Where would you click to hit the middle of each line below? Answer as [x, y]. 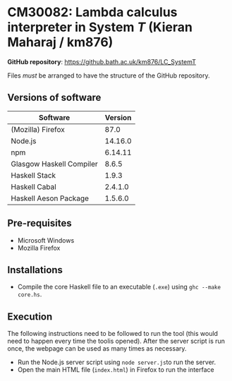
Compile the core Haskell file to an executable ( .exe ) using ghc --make [119, 287]
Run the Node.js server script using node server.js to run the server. [117, 362]
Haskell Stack [33, 175]
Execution [30, 316]
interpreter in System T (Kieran [100, 27]
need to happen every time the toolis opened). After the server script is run [116, 341]
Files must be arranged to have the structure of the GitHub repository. [109, 75]
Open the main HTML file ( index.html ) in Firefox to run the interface [116, 370]
